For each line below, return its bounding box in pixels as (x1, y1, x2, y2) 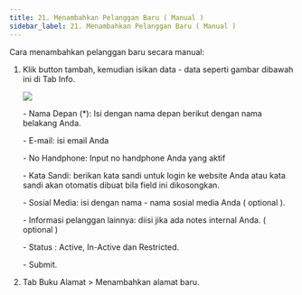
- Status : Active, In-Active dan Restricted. (22, 241, 180, 253)
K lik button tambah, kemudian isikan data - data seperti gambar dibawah (22, 64, 294, 75)
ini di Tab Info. (22, 73, 76, 84)
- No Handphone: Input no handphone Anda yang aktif (22, 152, 226, 163)
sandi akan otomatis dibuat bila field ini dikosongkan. (22, 180, 220, 190)
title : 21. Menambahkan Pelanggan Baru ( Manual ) (9, 13, 204, 23)
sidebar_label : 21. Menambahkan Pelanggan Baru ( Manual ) (9, 22, 237, 31)
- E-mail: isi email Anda (22, 134, 109, 145)
